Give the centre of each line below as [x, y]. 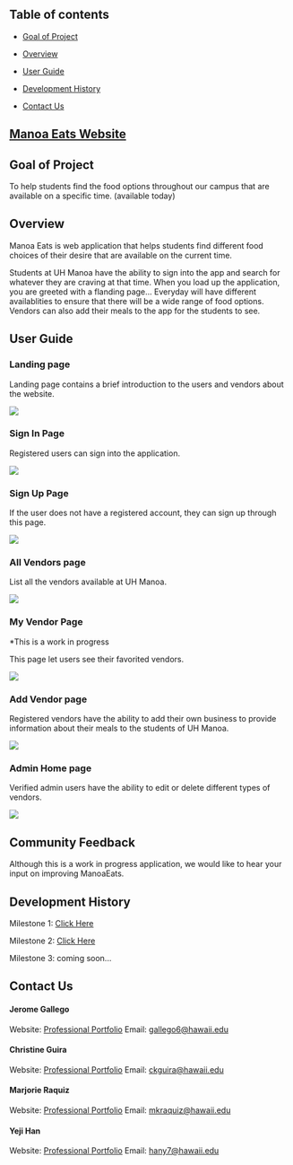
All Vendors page [48, 563]
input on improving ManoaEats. [67, 873]
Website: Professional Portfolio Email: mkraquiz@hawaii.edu [120, 1110]
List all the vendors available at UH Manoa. [88, 582]
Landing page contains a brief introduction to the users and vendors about [146, 384]
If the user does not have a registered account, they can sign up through [143, 513]
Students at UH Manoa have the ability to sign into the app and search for [145, 272]
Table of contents [59, 15]
